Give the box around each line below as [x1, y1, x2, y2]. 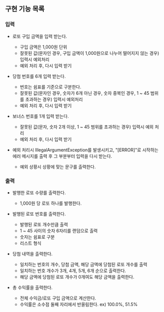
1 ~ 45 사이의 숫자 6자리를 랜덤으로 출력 [19, 228, 98, 234]
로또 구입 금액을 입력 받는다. [12, 33, 67, 39]
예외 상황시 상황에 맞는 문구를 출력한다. [19, 164, 96, 170]
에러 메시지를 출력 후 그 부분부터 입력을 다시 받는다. [12, 153, 112, 159]
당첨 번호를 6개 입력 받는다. [12, 73, 66, 79]
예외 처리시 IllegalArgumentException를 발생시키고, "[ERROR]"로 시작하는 [12, 147, 159, 153]
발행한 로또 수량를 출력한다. [12, 189, 66, 196]
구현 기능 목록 [5, 4, 45, 13]
